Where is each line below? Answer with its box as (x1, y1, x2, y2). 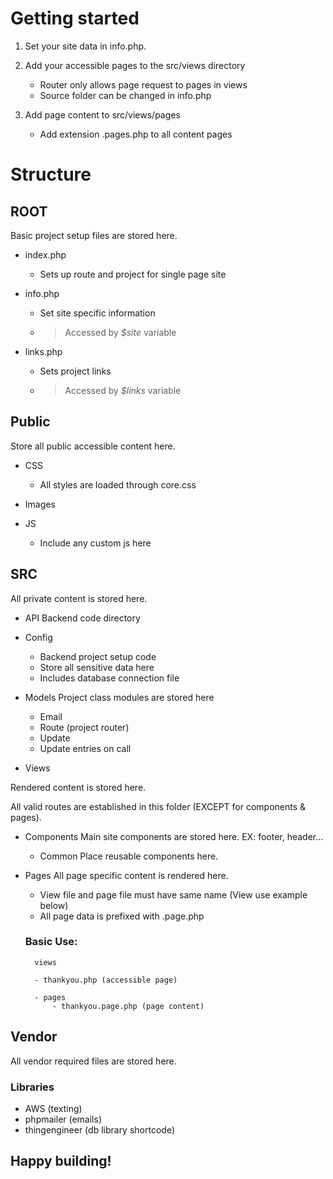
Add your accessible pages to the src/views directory (24, 59, 246, 71)
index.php (24, 248, 67, 261)
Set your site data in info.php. (24, 40, 147, 52)
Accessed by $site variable (64, 326, 177, 338)
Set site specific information (39, 307, 156, 319)
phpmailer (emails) (24, 1113, 103, 1125)
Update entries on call (39, 742, 132, 754)
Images (24, 498, 56, 510)
